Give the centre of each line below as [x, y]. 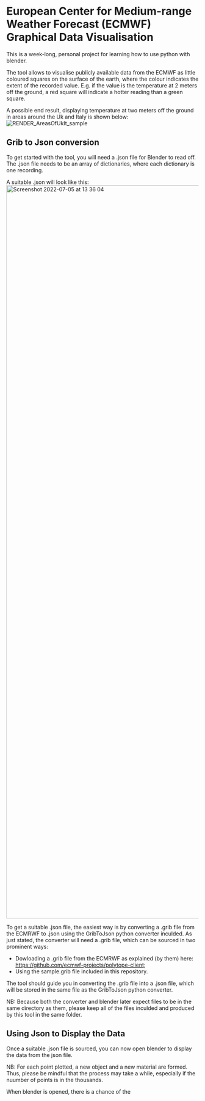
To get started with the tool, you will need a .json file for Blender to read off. [101, 157]
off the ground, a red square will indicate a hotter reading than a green [95, 92]
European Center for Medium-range [99, 11]
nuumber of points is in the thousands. [55, 1080]
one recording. [25, 170]
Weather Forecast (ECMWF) [79, 24]
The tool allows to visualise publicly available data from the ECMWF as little [101, 72]
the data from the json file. [40, 1055]
